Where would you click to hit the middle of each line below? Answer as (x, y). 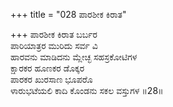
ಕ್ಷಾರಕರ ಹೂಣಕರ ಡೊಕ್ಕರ (47, 68)
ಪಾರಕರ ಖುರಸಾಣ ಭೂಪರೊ (51, 79)
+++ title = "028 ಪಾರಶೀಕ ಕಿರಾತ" (68, 14)
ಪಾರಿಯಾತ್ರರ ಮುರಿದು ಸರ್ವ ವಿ (54, 45)
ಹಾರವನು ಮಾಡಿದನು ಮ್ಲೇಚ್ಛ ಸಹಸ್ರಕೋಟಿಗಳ (74, 57)
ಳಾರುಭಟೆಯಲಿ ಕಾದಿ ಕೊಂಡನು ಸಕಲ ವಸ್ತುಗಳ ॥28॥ (87, 90)
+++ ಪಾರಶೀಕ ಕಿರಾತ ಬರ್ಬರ (54, 34)
